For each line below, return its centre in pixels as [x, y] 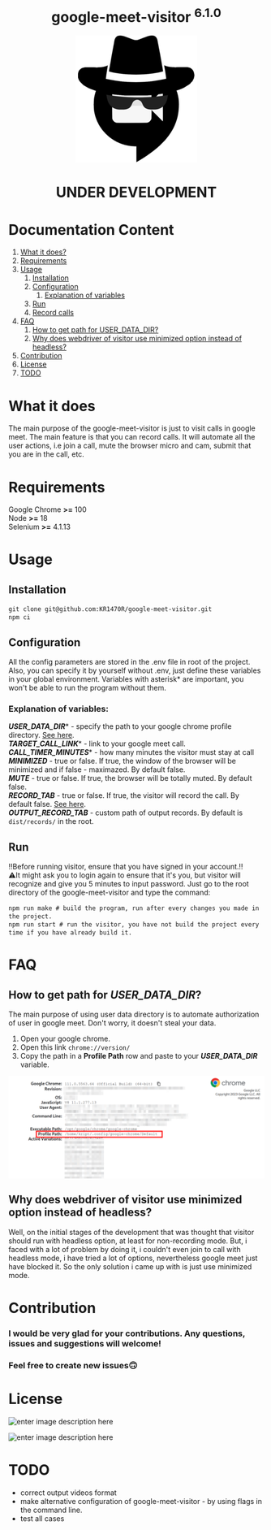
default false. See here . [47, 804]
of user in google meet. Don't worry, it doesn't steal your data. [112, 1023]
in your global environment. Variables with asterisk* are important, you [126, 679]
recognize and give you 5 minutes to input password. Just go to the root [129, 884]
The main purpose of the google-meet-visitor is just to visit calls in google [132, 428]
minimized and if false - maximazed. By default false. [97, 769]
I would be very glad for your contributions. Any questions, [127, 1333]
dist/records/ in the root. [52, 821]
